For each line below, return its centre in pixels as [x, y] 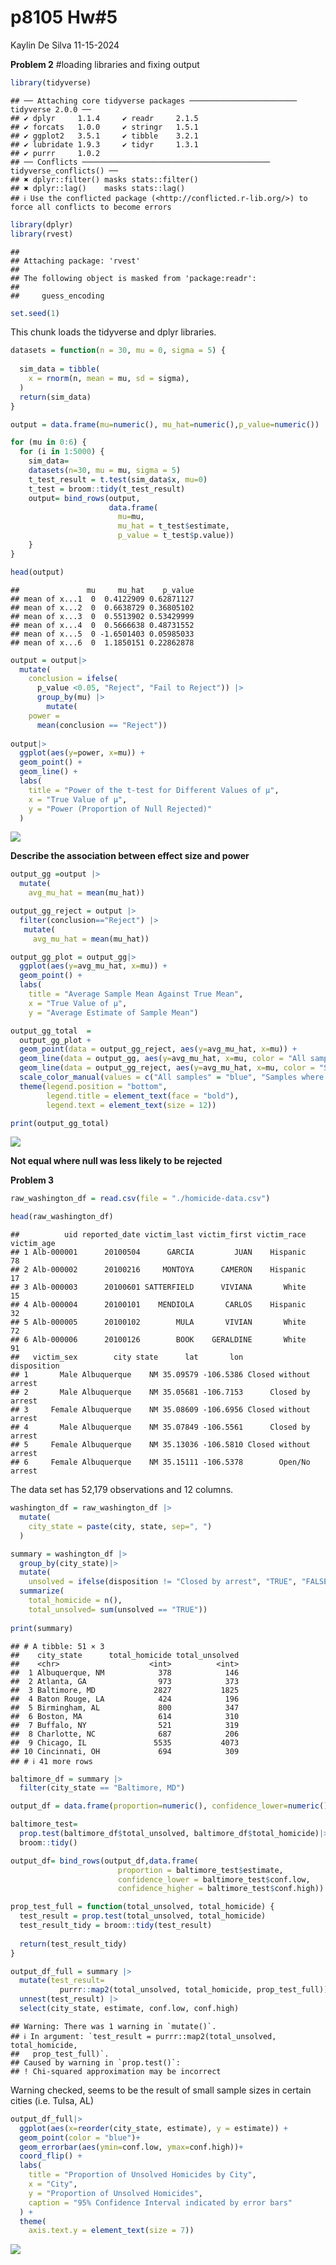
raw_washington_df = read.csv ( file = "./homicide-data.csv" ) [140, 1199]
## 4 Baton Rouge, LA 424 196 [125, 1699]
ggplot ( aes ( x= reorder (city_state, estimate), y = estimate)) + [153, 2128]
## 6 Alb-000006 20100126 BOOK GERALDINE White [158, 1340]
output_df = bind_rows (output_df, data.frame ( [104, 1861]
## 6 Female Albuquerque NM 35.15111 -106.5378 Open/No [160, 1462]
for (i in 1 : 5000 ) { [62, 452]
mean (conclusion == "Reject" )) [102, 725]
